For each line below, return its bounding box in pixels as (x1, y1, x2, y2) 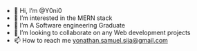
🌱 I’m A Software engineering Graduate (13, 21, 126, 29)
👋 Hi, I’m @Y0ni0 (13, 7, 62, 14)
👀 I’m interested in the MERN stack (13, 14, 113, 22)
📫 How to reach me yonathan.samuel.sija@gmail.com (13, 37, 168, 44)
